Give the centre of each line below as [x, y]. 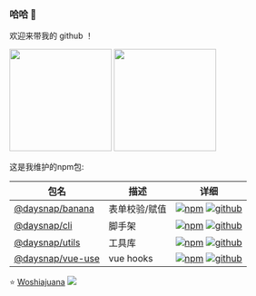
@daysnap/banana [54, 209]
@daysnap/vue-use [57, 259]
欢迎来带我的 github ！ [51, 36]
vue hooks [131, 259]
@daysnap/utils [47, 242]
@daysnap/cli [43, 226]
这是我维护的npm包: [47, 167]
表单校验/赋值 [138, 209]
